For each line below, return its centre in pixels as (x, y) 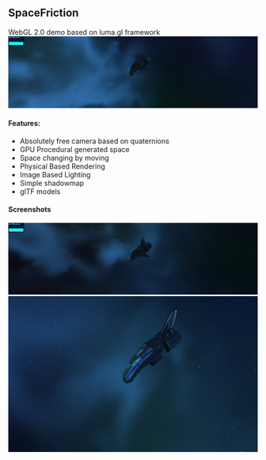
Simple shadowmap (52, 183)
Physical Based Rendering (62, 166)
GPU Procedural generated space (74, 149)
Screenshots (30, 210)
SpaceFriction (44, 13)
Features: (25, 124)
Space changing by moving (64, 158)
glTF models (40, 191)
